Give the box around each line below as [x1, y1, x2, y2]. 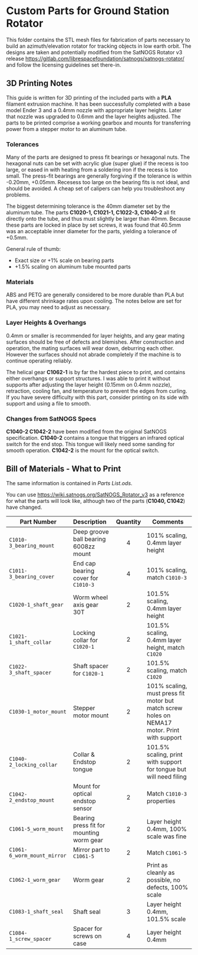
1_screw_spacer [9, 936, 52, 942]
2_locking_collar [9, 761, 58, 768]
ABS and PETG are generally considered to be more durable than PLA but [6, 291, 184, 299]
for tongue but [146, 765, 187, 773]
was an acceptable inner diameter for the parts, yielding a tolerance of [6, 228, 177, 235]
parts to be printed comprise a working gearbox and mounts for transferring [6, 119, 191, 126]
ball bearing [72, 535, 106, 543]
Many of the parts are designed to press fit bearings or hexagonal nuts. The [6, 153, 190, 161]
